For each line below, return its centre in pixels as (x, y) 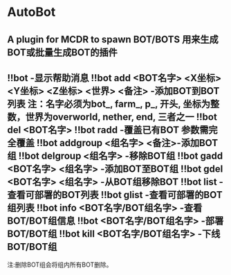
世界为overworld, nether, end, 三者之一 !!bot (121, 117)
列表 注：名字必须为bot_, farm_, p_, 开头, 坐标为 (109, 104)
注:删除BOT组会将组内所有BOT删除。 (60, 265)
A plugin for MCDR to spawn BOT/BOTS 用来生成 (113, 39)
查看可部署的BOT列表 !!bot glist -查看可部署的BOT (115, 195)
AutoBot (31, 12)
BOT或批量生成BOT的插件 (62, 52)
